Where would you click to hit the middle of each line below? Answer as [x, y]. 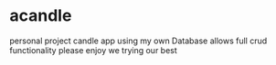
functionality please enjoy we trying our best [94, 50]
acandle [41, 16]
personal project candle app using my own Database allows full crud [138, 41]
